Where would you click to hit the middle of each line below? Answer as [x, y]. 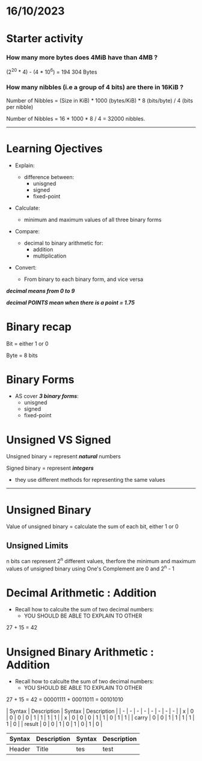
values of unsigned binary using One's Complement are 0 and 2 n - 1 [90, 568]
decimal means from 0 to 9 [41, 291]
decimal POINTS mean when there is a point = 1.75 [71, 302]
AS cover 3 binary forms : [47, 396]
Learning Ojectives [55, 148]
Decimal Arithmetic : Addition [81, 593]
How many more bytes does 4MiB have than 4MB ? [82, 57]
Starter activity [45, 39]
